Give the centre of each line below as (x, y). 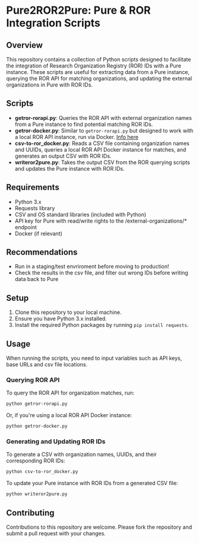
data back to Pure (37, 279)
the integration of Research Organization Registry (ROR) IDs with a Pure (94, 66)
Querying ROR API (33, 380)
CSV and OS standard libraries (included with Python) (80, 214)
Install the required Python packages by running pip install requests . (102, 325)
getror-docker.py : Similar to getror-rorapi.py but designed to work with (104, 130)
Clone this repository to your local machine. (68, 312)
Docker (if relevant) (38, 233)
